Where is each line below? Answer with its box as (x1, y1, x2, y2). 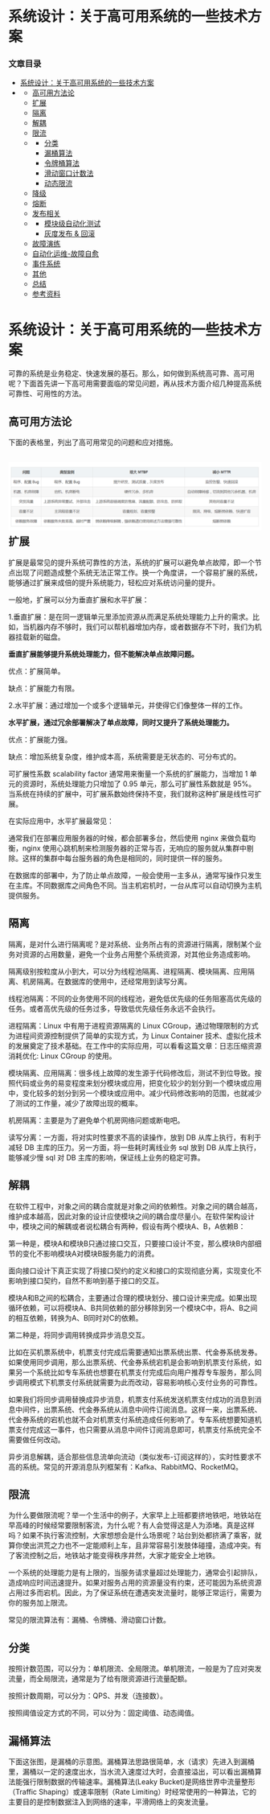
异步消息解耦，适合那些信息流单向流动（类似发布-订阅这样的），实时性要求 (8, 1452, 255, 1462)
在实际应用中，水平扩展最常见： (8, 816, 114, 826)
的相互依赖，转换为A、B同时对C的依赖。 (8, 1313, 143, 1322)
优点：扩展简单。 (8, 666, 65, 676)
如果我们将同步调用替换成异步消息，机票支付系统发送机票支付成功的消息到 (8, 1394, 255, 1404)
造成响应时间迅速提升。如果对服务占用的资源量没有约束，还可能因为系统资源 (8, 1578, 262, 1588)
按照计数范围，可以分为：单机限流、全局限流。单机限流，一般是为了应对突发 (8, 1664, 262, 1674)
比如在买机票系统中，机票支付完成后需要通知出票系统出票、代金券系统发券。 (8, 1347, 262, 1357)
